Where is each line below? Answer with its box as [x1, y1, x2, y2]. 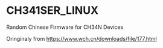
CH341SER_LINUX [6, 4, 98, 17]
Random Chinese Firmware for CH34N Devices [6, 23, 124, 31]
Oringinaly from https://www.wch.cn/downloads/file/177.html [6, 35, 157, 42]
